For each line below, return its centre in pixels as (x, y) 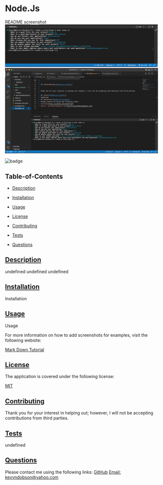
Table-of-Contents (34, 176)
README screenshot (26, 22)
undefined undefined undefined (37, 271)
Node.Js (23, 9)
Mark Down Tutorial (25, 349)
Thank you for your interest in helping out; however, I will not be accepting (79, 413)
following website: (23, 340)
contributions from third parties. (37, 418)
